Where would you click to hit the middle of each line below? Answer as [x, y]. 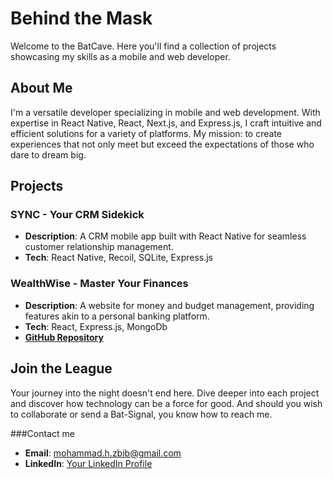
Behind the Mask [81, 18]
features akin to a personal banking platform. [117, 316]
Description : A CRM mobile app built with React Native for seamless [165, 236]
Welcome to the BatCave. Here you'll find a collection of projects [143, 46]
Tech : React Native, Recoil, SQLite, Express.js [119, 258]
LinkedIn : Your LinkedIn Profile [88, 463]
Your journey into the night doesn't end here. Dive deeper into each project [165, 393]
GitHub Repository [64, 337]
